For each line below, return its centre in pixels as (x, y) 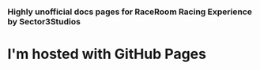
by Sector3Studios (44, 21)
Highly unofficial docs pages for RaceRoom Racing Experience (130, 12)
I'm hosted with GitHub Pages (107, 54)
